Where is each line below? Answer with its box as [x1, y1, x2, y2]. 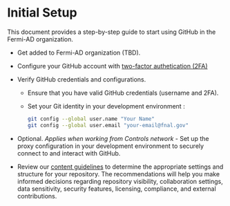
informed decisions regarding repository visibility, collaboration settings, [17, 177, 223, 185]
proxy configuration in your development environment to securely [17, 142, 204, 150]
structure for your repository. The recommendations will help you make [17, 169, 220, 178]
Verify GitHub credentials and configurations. [17, 75, 146, 84]
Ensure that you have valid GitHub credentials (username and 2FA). [27, 88, 219, 97]
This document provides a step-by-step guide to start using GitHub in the [7, 28, 216, 36]
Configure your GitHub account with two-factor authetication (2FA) [17, 62, 209, 70]
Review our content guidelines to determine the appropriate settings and [17, 162, 224, 171]
